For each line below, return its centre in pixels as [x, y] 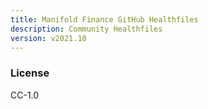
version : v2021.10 [48, 38]
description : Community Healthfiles [86, 29]
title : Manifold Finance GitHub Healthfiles [104, 19]
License [30, 73]
